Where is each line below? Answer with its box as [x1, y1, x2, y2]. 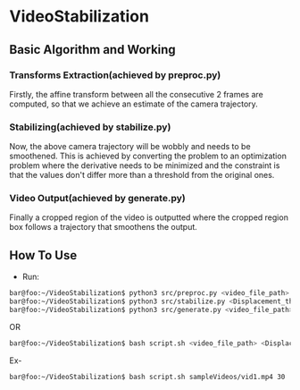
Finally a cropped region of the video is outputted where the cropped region [9, 212, 288, 223]
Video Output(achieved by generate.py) [9, 192, 186, 205]
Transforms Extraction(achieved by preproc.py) [9, 69, 221, 81]
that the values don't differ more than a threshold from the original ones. [9, 170, 275, 181]
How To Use [9, 248, 78, 263]
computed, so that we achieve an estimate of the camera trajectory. [9, 98, 259, 109]
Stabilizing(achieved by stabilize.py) [9, 121, 171, 133]
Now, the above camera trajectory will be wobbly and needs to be [9, 141, 252, 152]
